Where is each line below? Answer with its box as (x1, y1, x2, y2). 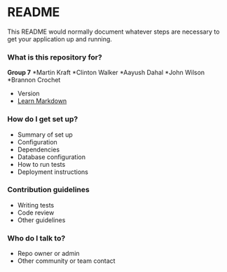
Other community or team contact (17, 257, 116, 265)
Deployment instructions (17, 168, 89, 176)
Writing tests (17, 200, 55, 209)
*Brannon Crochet (7, 76, 61, 84)
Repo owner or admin (17, 250, 80, 258)
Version (17, 89, 40, 98)
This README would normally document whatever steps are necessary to (7, 27, 220, 36)
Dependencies (17, 145, 60, 154)
